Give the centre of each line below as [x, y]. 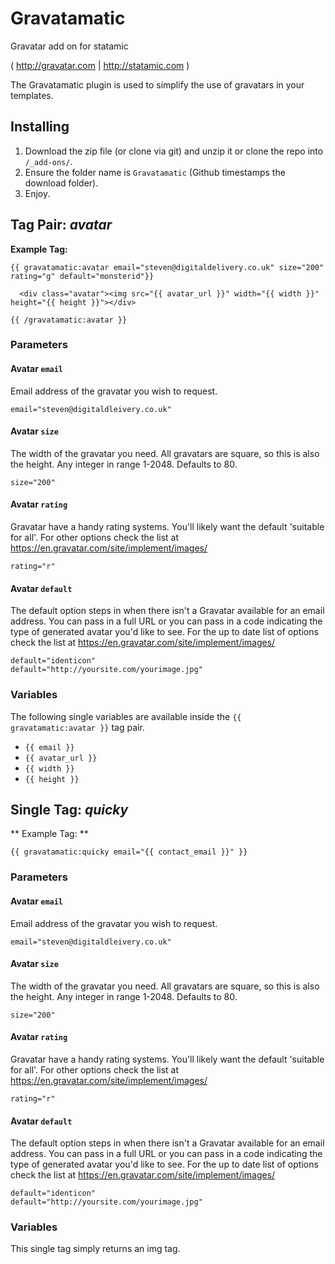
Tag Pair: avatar [61, 225]
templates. [32, 95]
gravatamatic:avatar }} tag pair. [77, 727]
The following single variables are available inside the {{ [126, 716]
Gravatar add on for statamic [69, 46]
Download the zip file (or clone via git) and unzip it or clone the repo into [174, 151]
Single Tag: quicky [69, 809]
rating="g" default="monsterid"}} [82, 276]
